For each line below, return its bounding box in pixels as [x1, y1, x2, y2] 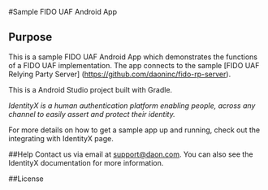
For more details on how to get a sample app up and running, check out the [8, 125, 261, 135]
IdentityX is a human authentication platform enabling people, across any [8, 101, 256, 110]
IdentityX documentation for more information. [8, 158, 164, 167]
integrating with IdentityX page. [8, 133, 114, 143]
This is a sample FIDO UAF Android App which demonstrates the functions [8, 52, 258, 62]
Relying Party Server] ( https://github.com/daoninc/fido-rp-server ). [8, 69, 231, 79]
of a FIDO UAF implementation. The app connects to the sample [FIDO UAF [8, 60, 260, 70]
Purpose [8, 30, 53, 44]
